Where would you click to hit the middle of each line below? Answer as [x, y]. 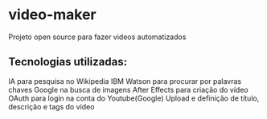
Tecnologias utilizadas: [68, 62]
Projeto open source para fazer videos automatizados [97, 37]
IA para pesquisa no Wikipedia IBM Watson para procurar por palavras [125, 81]
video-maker [52, 15]
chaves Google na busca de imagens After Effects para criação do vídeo [128, 89]
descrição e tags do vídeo [51, 106]
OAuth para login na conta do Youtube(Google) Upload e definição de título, [134, 98]
